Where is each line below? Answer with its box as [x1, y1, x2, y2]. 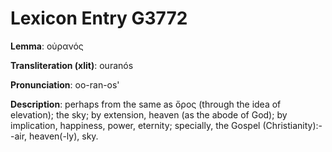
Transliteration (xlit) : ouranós [10, 59, 134, 71]
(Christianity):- [262, 119, 323, 131]
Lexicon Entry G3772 [10, 7, 188, 30]
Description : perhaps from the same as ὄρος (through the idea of [10, 98, 282, 110]
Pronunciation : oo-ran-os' [10, 78, 120, 91]
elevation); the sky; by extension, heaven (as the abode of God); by [10, 108, 288, 121]
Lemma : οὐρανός [10, 40, 84, 52]
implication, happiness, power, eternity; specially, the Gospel [10, 119, 261, 131]
